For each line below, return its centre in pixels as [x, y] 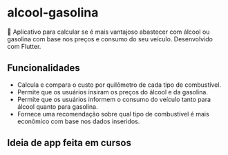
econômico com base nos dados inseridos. [78, 121]
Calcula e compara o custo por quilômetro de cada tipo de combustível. [119, 85]
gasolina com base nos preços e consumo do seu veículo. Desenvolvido [110, 39]
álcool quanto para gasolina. [57, 106]
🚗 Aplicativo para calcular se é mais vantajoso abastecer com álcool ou [108, 32]
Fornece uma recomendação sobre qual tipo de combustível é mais [113, 114]
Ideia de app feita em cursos [69, 143]
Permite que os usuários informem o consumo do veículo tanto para [114, 99]
